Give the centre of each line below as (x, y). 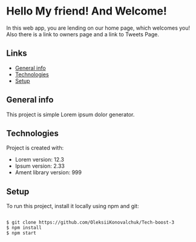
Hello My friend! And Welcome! (87, 11)
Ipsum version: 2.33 (40, 166)
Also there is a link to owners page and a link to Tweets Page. (83, 34)
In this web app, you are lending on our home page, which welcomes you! (98, 28)
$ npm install (24, 228)
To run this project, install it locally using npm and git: (73, 206)
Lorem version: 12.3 (40, 160)
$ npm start (21, 233)
